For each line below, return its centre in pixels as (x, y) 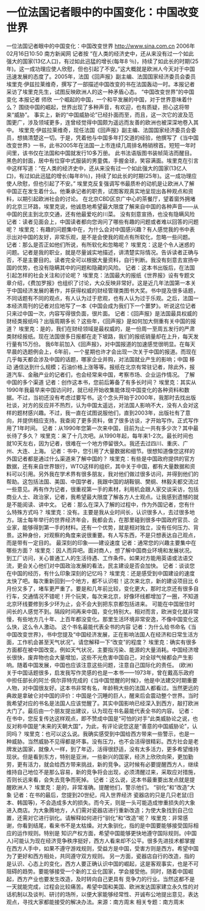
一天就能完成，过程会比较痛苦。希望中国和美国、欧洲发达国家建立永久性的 (100, 887)
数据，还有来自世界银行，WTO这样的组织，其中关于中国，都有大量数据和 (98, 466)
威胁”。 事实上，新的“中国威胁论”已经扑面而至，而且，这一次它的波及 (101, 114)
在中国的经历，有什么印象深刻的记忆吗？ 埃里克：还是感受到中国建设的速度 (101, 573)
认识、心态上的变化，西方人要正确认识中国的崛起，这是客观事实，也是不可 (105, 863)
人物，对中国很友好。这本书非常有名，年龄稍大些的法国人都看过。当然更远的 (103, 688)
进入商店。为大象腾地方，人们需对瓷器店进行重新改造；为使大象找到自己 (97, 810)
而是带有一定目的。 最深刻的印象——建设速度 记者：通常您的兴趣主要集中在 (101, 542)
